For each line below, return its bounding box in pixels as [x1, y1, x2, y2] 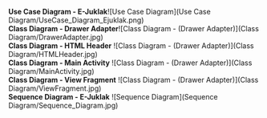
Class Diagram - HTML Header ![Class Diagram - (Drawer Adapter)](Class [8, 41, 254, 51]
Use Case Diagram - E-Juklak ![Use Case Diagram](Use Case [8, 7, 211, 16]
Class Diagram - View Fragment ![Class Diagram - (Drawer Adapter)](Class [8, 75, 259, 84]
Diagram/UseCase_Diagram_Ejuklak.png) [8, 15, 144, 25]
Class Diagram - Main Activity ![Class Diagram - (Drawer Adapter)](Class [8, 58, 253, 67]
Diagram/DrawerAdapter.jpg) [8, 32, 104, 42]
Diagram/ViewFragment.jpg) [8, 83, 102, 93]
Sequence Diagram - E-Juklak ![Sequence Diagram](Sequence [8, 92, 218, 101]
